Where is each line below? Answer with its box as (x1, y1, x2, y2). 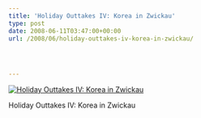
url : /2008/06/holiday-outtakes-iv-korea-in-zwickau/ (8, 34, 195, 43)
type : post (8, 19, 45, 27)
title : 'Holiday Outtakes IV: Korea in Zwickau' (8, 11, 176, 20)
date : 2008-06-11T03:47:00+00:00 (8, 27, 122, 35)
